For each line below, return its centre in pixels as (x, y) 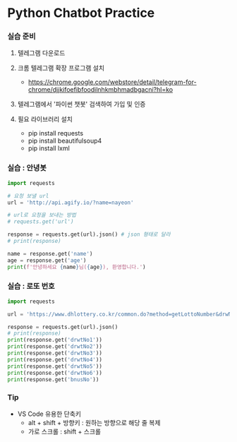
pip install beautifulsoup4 (65, 141)
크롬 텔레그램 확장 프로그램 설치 (61, 68)
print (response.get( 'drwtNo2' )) (55, 347)
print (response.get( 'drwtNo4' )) (55, 359)
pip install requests (55, 133)
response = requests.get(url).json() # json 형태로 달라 (89, 234)
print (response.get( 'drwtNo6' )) (55, 373)
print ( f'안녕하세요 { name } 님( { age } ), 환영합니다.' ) (77, 267)
